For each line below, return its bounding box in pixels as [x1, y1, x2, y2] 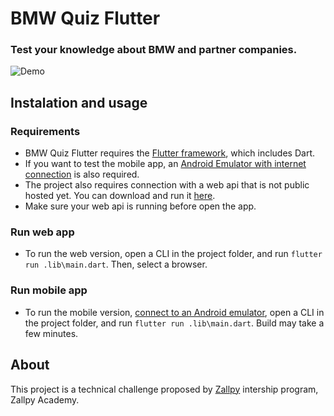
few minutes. [24, 327, 79, 339]
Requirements [10, 124, 81, 138]
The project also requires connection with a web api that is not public [24, 179, 310, 191]
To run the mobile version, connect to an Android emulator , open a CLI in [24, 306, 325, 318]
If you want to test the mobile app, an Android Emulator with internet [24, 158, 307, 170]
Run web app [10, 225, 75, 239]
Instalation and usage [10, 94, 148, 111]
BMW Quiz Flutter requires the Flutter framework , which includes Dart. [24, 147, 316, 159]
